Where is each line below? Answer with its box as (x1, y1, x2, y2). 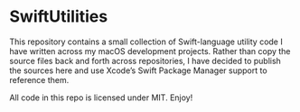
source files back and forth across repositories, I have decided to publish (9, 55, 282, 66)
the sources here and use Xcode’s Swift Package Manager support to (9, 65, 268, 76)
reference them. (9, 74, 70, 85)
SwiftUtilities (9, 6, 108, 27)
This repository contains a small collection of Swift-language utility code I (9, 36, 283, 47)
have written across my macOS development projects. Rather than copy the (9, 45, 291, 56)
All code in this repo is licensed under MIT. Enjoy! (9, 92, 193, 103)
